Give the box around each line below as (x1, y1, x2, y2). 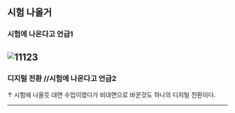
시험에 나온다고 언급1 (7, 29, 73, 39)
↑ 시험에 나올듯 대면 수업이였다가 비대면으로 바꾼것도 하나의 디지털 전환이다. (7, 91, 216, 99)
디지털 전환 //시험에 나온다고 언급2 (7, 73, 117, 83)
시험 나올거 (7, 6, 52, 19)
